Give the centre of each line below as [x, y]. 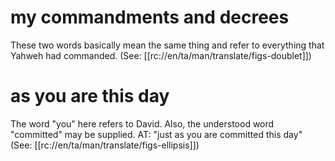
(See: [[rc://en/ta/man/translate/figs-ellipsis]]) [105, 145]
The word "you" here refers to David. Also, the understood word [142, 123]
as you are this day [90, 96]
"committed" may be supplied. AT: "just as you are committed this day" [156, 134]
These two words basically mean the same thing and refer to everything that [167, 45]
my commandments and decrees [150, 17]
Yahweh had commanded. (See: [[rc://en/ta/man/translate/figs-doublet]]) [161, 55]
